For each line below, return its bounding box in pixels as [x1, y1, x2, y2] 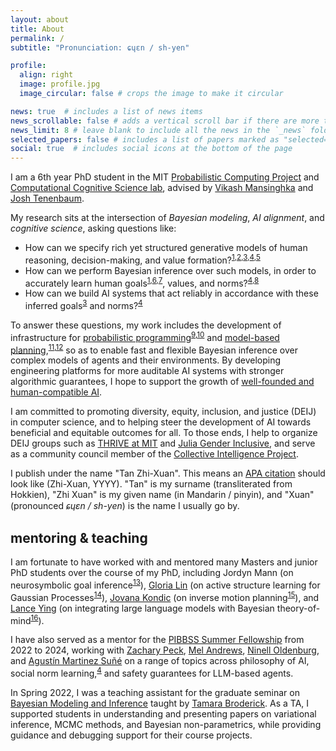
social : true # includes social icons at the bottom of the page [10, 144, 293, 154]
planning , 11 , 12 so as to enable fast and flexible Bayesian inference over [10, 342, 298, 356]
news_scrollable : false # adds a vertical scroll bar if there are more [10, 116, 320, 126]
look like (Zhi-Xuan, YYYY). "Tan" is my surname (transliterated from [10, 478, 293, 490]
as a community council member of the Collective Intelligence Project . [10, 448, 299, 460]
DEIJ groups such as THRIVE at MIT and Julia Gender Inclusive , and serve [10, 437, 316, 450]
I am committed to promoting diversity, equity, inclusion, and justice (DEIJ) [10, 406, 317, 418]
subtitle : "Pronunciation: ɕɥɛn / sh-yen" [10, 42, 190, 53]
